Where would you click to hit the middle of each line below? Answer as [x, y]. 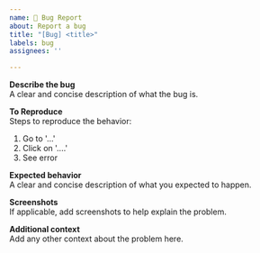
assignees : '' [36, 51]
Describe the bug [42, 85]
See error [40, 158]
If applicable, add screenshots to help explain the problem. [118, 212]
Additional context [45, 230]
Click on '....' [45, 149]
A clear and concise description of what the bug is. [104, 95]
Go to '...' [39, 139]
